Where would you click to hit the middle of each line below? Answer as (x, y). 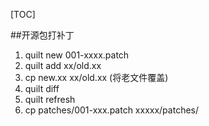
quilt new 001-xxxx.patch (77, 55)
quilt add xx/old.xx (63, 65)
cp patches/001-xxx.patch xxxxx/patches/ (112, 110)
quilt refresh (50, 99)
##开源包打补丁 (42, 35)
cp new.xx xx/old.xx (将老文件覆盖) (96, 77)
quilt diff (42, 88)
